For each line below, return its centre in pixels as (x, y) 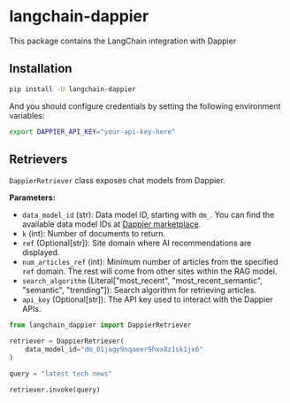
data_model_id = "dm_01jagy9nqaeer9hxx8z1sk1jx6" (114, 350)
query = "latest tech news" (61, 374)
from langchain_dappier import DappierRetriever (100, 325)
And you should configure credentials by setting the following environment (145, 106)
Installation (41, 69)
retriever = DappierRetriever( (67, 341)
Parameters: (32, 198)
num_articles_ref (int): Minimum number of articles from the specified (150, 262)
